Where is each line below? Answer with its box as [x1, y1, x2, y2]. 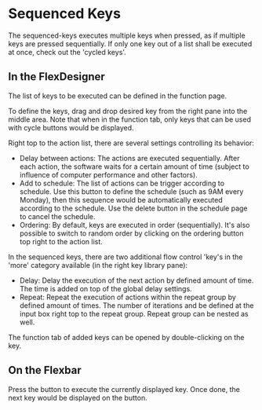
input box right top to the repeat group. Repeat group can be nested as [19, 309, 249, 318]
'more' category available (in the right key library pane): [8, 260, 188, 269]
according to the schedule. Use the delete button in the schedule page [19, 203, 248, 213]
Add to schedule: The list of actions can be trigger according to [19, 178, 225, 188]
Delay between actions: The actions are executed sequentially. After [19, 153, 240, 163]
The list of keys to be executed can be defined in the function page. [8, 91, 227, 101]
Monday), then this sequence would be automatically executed [19, 195, 223, 204]
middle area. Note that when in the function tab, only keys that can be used [8, 115, 251, 124]
